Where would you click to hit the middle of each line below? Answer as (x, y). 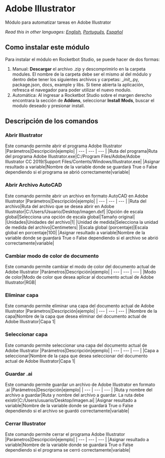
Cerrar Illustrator (26, 423)
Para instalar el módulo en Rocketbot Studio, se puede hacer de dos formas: (82, 59)
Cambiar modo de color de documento (52, 256)
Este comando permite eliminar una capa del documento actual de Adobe (80, 306)
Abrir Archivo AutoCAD (34, 185)
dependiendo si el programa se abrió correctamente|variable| (67, 172)
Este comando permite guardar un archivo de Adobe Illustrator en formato (80, 384)
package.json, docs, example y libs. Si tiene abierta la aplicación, (78, 84)
